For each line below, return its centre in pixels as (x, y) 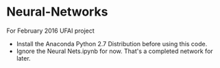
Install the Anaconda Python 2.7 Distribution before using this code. (112, 44)
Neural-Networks (57, 12)
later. (24, 58)
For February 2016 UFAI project (51, 31)
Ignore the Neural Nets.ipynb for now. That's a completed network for (114, 51)
